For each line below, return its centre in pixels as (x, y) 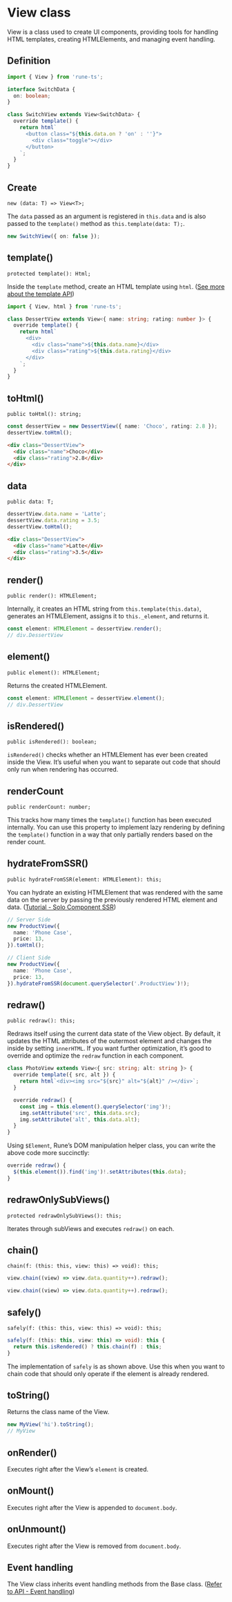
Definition (29, 61)
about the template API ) (41, 294)
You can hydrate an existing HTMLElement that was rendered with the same (115, 892)
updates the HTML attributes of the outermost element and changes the (109, 1041)
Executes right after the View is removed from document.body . (94, 1546)
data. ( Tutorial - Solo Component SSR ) (61, 907)
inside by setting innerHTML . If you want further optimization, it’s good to (109, 1049)
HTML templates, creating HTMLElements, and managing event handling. (111, 39)
